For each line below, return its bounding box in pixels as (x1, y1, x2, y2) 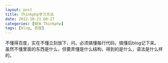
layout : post (5, 7, 32, 12)
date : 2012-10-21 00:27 (5, 16, 55, 21)
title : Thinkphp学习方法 (5, 12, 54, 17)
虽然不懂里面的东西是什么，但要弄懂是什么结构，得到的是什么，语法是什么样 (5, 46, 163, 52)
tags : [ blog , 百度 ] (5, 26, 44, 31)
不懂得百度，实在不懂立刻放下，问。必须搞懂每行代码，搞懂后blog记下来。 (5, 40, 159, 46)
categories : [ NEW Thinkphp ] (5, 21, 64, 26)
